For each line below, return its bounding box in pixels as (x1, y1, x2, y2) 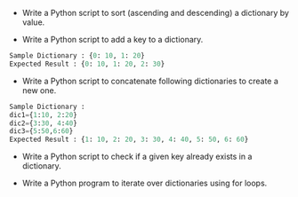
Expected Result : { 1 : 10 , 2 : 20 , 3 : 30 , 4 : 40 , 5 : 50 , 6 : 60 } (9, 135, 249, 145)
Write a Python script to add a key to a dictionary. (21, 35, 204, 44)
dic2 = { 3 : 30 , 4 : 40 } (9, 119, 77, 128)
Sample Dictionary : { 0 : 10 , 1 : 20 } (9, 51, 145, 60)
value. (21, 17, 45, 28)
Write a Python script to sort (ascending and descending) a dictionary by (21, 8, 289, 18)
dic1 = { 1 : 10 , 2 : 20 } (9, 110, 77, 119)
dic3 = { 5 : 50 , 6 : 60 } (9, 127, 74, 136)
